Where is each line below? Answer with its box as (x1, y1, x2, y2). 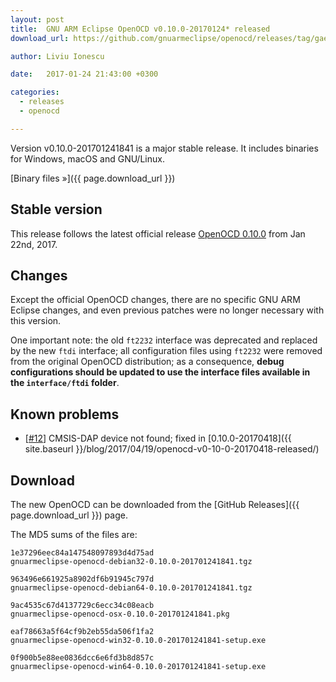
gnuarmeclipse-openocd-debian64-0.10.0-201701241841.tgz (10, 583, 253, 593)
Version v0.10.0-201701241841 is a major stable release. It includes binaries (10, 142, 319, 154)
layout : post (10, 14, 65, 25)
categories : (10, 87, 60, 98)
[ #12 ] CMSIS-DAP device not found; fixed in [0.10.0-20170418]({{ (24, 432, 292, 445)
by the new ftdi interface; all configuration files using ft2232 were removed (10, 345, 323, 357)
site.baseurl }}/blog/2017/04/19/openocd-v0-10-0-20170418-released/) (24, 443, 320, 455)
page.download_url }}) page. (10, 509, 128, 521)
